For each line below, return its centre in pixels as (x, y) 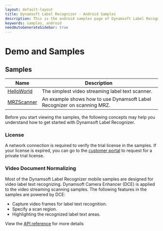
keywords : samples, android (33, 23)
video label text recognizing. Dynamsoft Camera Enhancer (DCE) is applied (80, 184)
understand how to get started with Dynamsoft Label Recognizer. (70, 122)
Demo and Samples (45, 52)
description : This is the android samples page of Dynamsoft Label (75, 18)
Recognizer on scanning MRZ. (76, 105)
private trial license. (25, 156)
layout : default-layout (29, 9)
